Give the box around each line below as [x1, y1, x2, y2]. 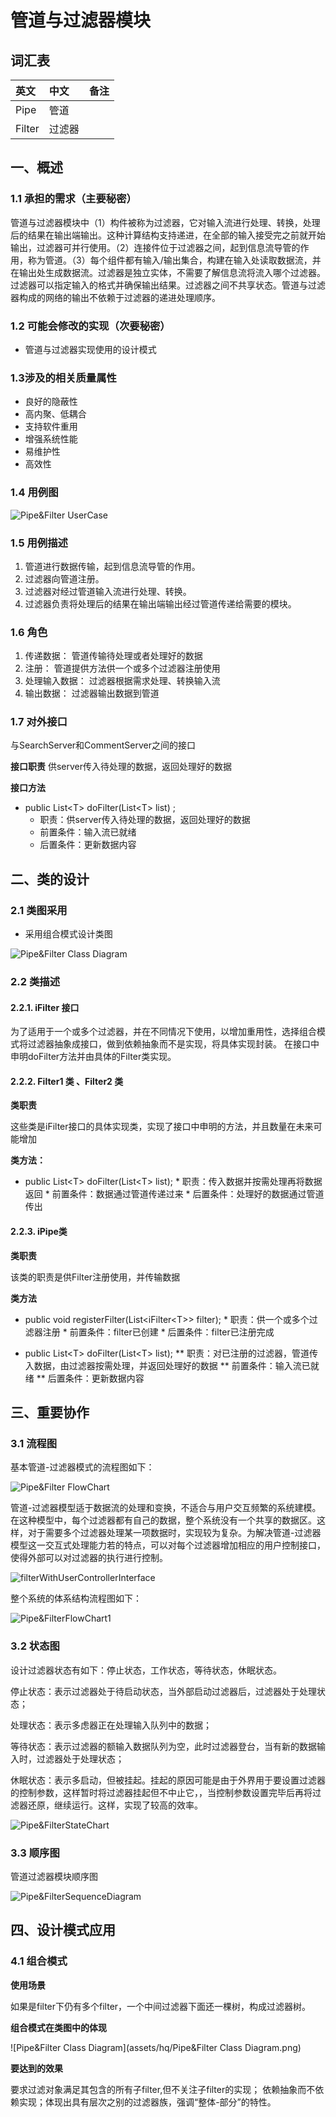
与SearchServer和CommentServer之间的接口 [10, 739, 196, 751]
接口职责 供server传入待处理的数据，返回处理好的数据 [10, 761, 233, 773]
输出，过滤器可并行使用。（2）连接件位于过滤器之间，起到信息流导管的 [10, 241, 301, 253]
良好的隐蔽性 [24, 396, 78, 408]
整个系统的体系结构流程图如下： [10, 1592, 142, 1605]
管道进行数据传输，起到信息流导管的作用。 [24, 560, 201, 572]
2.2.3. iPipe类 [10, 1226, 68, 1238]
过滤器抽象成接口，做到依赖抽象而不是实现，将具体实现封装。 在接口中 [27, 1038, 320, 1050]
